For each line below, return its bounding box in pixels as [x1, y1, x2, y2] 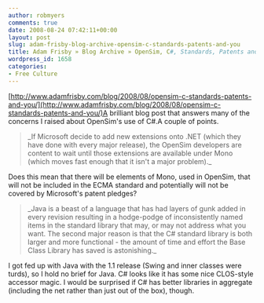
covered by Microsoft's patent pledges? [8, 188, 137, 198]
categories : [8, 63, 47, 71]
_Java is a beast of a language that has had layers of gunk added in [27, 203, 246, 213]
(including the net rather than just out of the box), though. [8, 286, 195, 295]
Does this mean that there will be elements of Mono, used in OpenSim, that [8, 172, 251, 181]
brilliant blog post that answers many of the [109, 108, 250, 118]
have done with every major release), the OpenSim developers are [27, 140, 242, 149]
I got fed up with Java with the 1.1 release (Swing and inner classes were [8, 261, 242, 270]
